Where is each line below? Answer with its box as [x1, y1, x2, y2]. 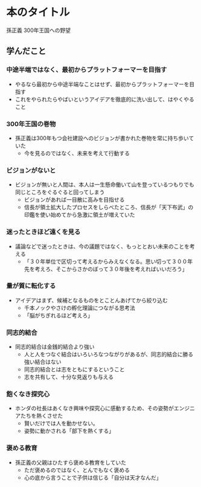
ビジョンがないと [6, 166, 56, 174]
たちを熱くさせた [20, 412, 63, 419]
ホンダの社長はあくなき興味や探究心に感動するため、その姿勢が [14, 405, 174, 412]
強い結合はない [24, 358, 62, 366]
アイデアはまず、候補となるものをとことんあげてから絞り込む [14, 296, 168, 304]
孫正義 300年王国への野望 [6, 27, 71, 34]
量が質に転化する [6, 282, 56, 290]
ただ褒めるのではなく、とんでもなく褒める [24, 466, 130, 474]
